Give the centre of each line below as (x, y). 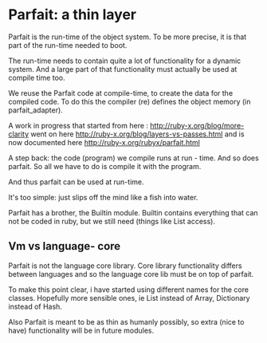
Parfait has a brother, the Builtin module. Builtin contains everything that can (133, 212)
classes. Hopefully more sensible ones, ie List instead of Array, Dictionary (129, 298)
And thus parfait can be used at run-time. (76, 182)
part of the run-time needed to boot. (68, 45)
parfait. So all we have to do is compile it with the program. (105, 166)
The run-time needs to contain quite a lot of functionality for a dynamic (125, 61)
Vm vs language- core (65, 246)
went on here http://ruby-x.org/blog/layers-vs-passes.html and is (137, 134)
